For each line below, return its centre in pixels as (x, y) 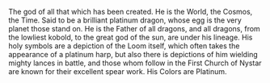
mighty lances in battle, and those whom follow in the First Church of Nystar (135, 63)
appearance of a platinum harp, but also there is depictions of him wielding (133, 54)
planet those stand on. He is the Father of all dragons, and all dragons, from (134, 29)
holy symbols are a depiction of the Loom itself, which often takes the (124, 46)
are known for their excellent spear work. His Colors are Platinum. (118, 71)
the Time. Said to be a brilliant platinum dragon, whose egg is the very (125, 20)
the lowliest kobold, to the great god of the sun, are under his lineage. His (131, 37)
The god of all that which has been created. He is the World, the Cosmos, (131, 12)
